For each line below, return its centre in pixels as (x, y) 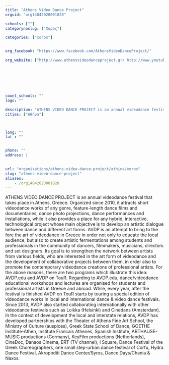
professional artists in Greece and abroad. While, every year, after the (77, 289)
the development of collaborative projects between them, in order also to (81, 262)
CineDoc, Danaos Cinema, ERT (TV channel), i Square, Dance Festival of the (84, 342)
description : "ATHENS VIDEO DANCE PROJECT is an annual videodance (77, 110)
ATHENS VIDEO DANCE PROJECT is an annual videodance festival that (79, 197)
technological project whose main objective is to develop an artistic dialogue (84, 224)
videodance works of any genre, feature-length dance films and (71, 208)
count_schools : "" (24, 96)
